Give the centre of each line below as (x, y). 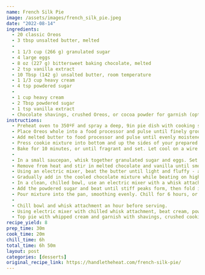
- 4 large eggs (31, 58)
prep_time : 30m (26, 228)
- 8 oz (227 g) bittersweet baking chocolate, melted (81, 63)
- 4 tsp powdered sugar (42, 86)
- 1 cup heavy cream (38, 97)
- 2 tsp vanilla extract (43, 69)
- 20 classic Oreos (37, 35)
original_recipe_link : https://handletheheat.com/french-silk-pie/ (94, 263)
